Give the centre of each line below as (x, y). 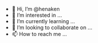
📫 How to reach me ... (39, 34)
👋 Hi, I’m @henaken (36, 9)
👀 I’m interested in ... (37, 15)
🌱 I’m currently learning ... (43, 21)
